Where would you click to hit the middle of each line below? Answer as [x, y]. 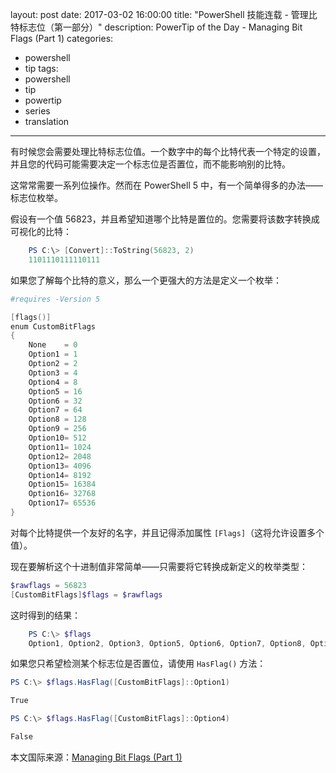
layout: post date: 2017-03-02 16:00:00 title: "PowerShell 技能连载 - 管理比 [164, 14]
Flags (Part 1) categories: [62, 38]
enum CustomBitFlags [53, 326]
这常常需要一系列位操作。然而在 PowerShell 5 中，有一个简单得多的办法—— [166, 185]
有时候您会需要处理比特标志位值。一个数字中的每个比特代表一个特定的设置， [168, 151]
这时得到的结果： [45, 615]
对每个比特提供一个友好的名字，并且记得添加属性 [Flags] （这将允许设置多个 [167, 532]
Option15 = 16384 [62, 484]
